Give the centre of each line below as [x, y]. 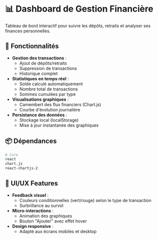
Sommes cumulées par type [48, 94]
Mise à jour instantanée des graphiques [59, 125]
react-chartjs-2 [21, 168]
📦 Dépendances [31, 141]
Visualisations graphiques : [40, 99]
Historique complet [38, 74]
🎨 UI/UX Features [32, 183]
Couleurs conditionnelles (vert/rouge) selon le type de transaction [85, 200]
